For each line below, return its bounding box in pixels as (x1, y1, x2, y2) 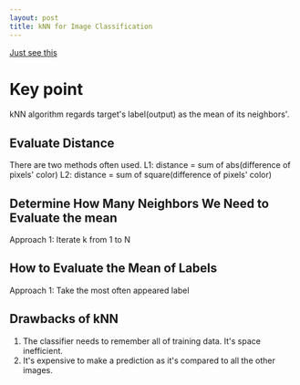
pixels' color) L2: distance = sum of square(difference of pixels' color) (9, 170, 272, 181)
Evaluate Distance (9, 135, 115, 151)
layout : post (9, 13, 59, 23)
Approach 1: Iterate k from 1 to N (9, 234, 130, 245)
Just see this (9, 47, 57, 57)
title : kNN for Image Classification (9, 22, 153, 31)
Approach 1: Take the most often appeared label (9, 285, 190, 296)
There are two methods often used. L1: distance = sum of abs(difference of (9, 160, 292, 171)
